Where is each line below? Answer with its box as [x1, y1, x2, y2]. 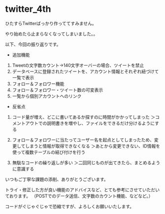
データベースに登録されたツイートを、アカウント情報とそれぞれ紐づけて [12, 68, 159, 74]
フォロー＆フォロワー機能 [12, 80, 65, 87]
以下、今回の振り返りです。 [5, 41, 61, 47]
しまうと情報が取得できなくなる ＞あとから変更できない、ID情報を [25, 143, 161, 149]
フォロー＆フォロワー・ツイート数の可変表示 [12, 87, 103, 93]
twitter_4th [5, 3, 51, 15]
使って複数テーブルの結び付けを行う [12, 149, 86, 155]
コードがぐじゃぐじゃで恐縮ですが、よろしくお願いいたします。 [5, 203, 134, 209]
